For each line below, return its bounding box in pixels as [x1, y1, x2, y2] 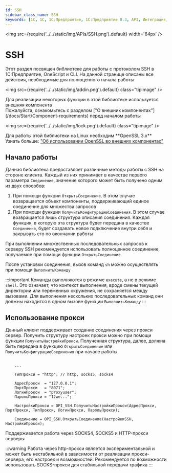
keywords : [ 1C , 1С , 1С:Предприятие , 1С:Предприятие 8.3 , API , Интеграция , [5, 17, 168, 22]
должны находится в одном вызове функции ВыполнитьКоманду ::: [5, 299, 146, 305]
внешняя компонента [5, 102, 52, 108]
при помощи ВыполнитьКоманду [5, 267, 71, 273]
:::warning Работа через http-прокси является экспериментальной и [5, 445, 155, 452]
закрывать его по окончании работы [12, 231, 93, 237]
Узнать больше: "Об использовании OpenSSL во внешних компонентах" [5, 138, 164, 144]
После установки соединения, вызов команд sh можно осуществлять [5, 261, 159, 267]
